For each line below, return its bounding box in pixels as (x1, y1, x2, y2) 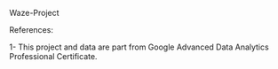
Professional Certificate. (9, 51, 98, 61)
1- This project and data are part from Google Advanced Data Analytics (9, 42, 269, 52)
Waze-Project (9, 8, 60, 18)
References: (9, 25, 53, 34)
